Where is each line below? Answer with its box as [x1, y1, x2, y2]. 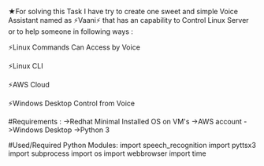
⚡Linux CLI [8, 61, 43, 70]
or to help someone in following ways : [8, 27, 134, 36]
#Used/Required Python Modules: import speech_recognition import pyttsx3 [8, 141, 256, 149]
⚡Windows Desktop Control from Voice [8, 98, 136, 108]
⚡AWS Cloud [8, 80, 50, 89]
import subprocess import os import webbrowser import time [8, 149, 206, 158]
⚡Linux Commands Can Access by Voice [8, 42, 140, 52]
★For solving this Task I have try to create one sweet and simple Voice [8, 7, 239, 16]
